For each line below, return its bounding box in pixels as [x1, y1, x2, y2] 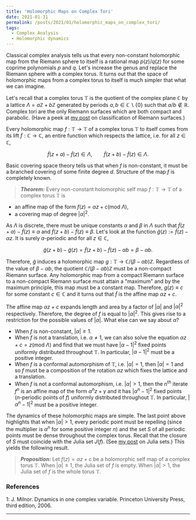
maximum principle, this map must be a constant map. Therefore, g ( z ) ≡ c [6, 284, 184, 291]
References [6, 483, 40, 491]
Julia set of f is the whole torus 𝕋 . [20, 468, 101, 475]
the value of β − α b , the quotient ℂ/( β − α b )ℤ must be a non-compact [6, 265, 172, 272]
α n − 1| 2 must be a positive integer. [14, 400, 98, 408]
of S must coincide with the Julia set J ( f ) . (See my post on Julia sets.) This [6, 438, 185, 445]
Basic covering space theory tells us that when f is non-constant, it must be [6, 162, 188, 169]
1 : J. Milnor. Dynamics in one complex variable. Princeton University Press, [6, 496, 185, 503]
